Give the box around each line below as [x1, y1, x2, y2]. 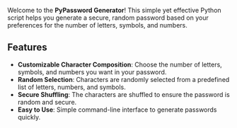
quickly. [17, 112, 41, 121]
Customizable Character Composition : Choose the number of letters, [17, 60, 223, 69]
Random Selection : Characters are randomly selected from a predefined [17, 75, 230, 83]
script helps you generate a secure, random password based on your [7, 13, 209, 22]
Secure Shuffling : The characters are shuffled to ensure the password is [17, 90, 230, 98]
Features [7, 42, 47, 54]
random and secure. [17, 98, 77, 106]
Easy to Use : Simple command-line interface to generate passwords [17, 105, 217, 114]
